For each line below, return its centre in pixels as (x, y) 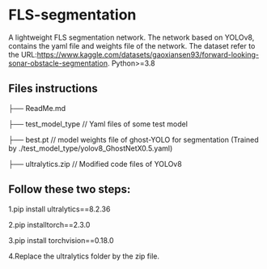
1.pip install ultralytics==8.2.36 (59, 209)
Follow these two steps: (70, 189)
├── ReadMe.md (37, 108)
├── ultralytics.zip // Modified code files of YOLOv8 (95, 164)
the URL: (23, 54)
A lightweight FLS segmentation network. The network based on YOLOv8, (131, 37)
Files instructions (53, 89)
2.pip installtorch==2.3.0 (49, 224)
